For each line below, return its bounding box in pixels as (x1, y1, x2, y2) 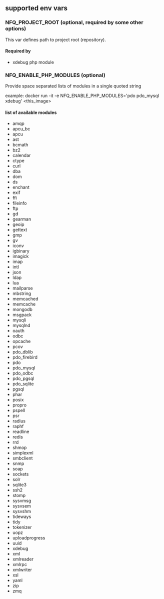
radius (12, 418, 26, 424)
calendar (12, 152, 31, 158)
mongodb (12, 306, 32, 312)
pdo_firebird (12, 354, 38, 360)
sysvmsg (12, 497, 31, 504)
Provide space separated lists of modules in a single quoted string (5, 83, 141, 89)
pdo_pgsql (12, 375, 34, 381)
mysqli (12, 317, 26, 323)
